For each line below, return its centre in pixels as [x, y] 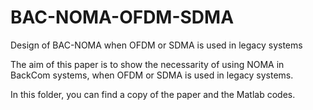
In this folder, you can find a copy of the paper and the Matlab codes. [153, 94]
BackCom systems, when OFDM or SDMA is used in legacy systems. [152, 75]
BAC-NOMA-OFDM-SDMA [122, 17]
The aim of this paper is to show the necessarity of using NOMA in [147, 64]
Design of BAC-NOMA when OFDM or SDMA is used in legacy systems [156, 45]
